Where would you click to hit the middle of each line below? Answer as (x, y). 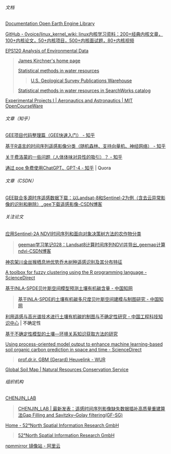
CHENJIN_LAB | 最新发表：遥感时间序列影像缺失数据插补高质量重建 (89, 409)
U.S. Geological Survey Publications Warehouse (81, 81)
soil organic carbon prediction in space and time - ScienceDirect (74, 349)
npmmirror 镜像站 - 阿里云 (33, 446)
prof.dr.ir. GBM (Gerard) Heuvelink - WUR (62, 360)
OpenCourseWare (24, 106)
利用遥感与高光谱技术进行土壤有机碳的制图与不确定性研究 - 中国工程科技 (82, 316)
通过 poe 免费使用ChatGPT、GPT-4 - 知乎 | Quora (58, 168)
